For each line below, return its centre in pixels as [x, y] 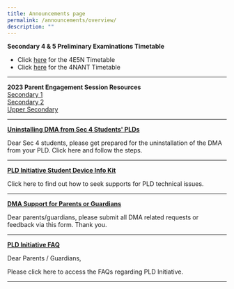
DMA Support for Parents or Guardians [64, 204]
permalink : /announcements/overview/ [62, 20]
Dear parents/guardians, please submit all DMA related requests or [103, 217]
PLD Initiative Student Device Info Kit [62, 171]
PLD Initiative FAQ [34, 245]
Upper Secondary [33, 109]
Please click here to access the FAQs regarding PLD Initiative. [95, 272]
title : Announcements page [46, 14]
